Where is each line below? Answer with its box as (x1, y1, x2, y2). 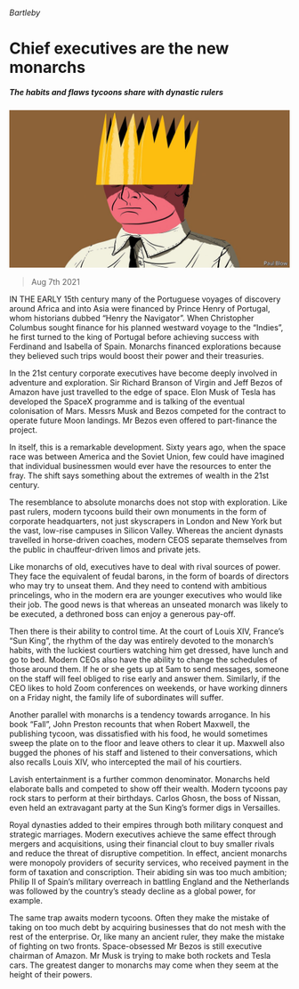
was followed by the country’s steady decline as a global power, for (9, 886, 256, 896)
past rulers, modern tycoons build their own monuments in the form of (9, 507, 267, 517)
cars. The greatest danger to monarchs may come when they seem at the (9, 960, 279, 970)
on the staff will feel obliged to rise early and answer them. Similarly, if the (9, 673, 281, 685)
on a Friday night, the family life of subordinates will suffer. (9, 693, 224, 703)
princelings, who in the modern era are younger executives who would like (9, 590, 283, 601)
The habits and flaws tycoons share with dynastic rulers (9, 87, 224, 98)
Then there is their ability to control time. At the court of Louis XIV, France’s (9, 626, 285, 636)
